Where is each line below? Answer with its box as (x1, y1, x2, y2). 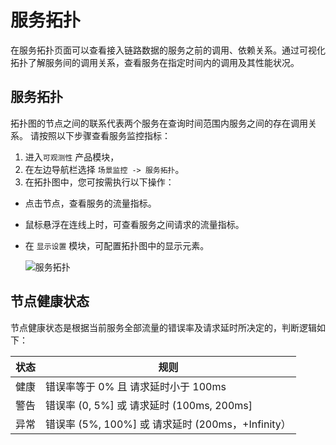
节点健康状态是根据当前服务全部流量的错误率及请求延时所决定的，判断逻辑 (10, 321, 317, 333)
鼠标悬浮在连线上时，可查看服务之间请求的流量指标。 (24, 218, 245, 230)
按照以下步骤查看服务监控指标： (38, 129, 171, 141)
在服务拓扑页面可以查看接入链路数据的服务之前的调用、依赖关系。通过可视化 (10, 44, 326, 56)
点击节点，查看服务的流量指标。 (24, 197, 157, 209)
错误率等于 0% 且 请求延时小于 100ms (45, 379, 227, 393)
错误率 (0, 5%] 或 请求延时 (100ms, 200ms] (45, 398, 253, 412)
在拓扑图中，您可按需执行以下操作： (24, 176, 175, 188)
